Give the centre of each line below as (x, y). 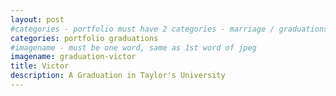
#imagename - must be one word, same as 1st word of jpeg (133, 47)
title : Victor (40, 66)
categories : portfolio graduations (84, 38)
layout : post (37, 19)
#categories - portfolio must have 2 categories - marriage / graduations (169, 29)
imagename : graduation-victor (73, 57)
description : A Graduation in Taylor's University (118, 76)
